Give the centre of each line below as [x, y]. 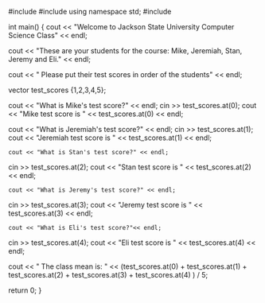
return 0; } [25, 290]
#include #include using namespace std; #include [90, 12]
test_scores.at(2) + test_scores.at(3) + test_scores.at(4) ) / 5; [108, 275]
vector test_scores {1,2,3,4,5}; [57, 90]
